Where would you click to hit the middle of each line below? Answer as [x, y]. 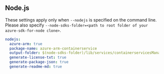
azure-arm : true [26, 44]
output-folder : [25, 53]
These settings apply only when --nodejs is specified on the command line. [81, 20]
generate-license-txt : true [38, 58]
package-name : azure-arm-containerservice [53, 49]
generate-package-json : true [39, 62]
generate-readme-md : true [36, 67]
